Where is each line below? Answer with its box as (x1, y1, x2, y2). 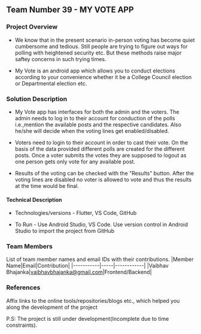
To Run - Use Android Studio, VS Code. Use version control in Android (14, 221, 188, 228)
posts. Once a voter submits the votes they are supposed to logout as (14, 151, 187, 159)
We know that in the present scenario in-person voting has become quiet (14, 36, 195, 44)
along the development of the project (6, 303, 98, 311)
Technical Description (6, 196, 62, 203)
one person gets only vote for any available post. (14, 158, 136, 165)
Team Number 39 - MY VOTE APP (6, 5, 134, 15)
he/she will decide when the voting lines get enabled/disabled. (14, 127, 169, 134)
